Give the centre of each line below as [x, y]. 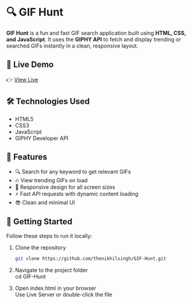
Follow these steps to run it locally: [49, 236]
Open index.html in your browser [55, 288]
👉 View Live [22, 79]
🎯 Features [27, 157]
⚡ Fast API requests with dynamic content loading [76, 194]
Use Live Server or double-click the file [63, 295]
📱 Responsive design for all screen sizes [65, 187]
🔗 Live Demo [30, 65]
